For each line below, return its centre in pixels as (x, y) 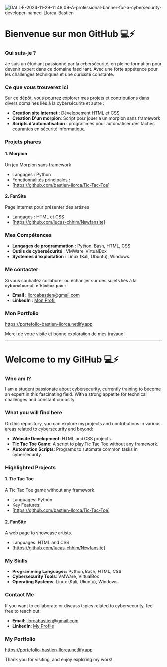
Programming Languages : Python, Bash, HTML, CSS (67, 572)
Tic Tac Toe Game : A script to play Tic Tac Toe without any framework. (85, 444)
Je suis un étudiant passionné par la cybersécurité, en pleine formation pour (83, 64)
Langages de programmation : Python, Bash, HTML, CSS (71, 246)
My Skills (16, 561)
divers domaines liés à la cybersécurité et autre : (55, 103)
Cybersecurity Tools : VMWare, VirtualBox (56, 576)
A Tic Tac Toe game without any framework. (50, 490)
